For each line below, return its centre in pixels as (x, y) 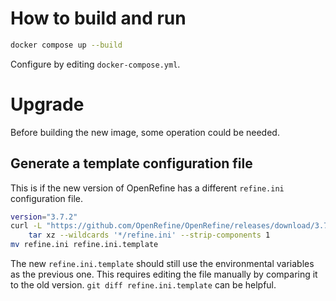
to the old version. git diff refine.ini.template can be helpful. (143, 285)
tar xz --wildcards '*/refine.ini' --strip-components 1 (149, 235)
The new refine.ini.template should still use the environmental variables (162, 264)
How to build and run (98, 18)
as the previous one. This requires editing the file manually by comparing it (164, 274)
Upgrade (47, 104)
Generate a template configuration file (131, 163)
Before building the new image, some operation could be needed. (145, 132)
